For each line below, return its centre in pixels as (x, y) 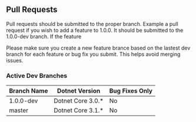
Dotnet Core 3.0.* (79, 101)
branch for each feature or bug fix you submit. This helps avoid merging (93, 54)
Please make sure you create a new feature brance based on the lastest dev (98, 48)
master (19, 110)
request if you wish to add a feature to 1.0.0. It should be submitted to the (95, 30)
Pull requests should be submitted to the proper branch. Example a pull (92, 24)
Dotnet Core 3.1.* (79, 110)
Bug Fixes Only (131, 91)
